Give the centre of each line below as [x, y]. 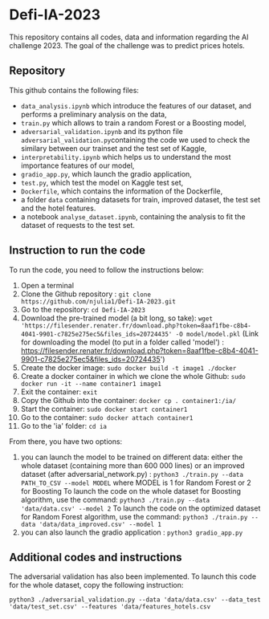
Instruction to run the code [77, 250]
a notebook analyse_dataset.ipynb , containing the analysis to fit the [133, 216]
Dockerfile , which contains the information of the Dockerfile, [122, 191]
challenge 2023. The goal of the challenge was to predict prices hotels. [127, 45]
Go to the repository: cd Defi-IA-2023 [83, 309]
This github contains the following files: [74, 90]
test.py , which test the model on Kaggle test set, [102, 182]
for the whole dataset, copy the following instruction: [96, 585]
